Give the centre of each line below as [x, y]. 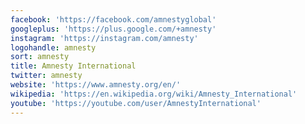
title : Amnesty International [73, 66]
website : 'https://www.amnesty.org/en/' [96, 85]
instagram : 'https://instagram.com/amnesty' [104, 38]
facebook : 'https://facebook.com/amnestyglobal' [113, 19]
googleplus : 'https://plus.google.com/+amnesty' [113, 29]
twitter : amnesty [46, 76]
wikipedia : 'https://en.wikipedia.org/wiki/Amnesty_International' [154, 94]
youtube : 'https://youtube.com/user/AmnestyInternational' [136, 103]
